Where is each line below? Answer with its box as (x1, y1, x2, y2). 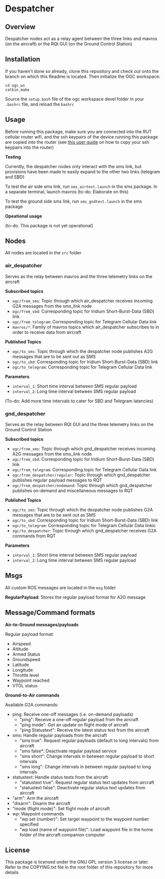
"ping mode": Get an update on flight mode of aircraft (19, 722, 129, 728)
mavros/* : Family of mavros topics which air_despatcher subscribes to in (12, 324, 159, 330)
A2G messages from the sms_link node (12, 451, 92, 457)
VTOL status (12, 682, 38, 688)
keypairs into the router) (5, 144, 54, 150)
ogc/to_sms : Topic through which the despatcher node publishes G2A (12, 507, 153, 513)
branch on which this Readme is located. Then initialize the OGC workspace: (5, 73, 161, 79)
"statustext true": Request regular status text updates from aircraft (19, 779, 154, 785)
